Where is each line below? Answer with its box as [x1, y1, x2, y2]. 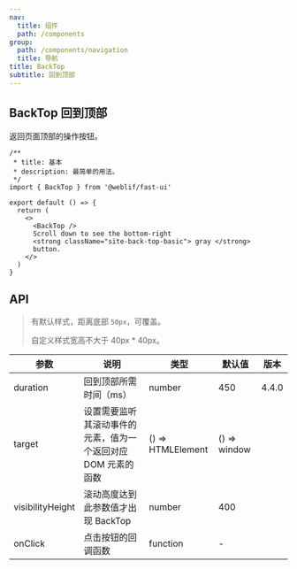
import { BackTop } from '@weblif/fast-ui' [9, 182, 172, 191]
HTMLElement [148, 443, 209, 456]
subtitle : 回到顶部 [9, 71, 76, 80]
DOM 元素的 [83, 458, 134, 471]
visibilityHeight [13, 501, 75, 513]
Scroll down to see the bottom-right [32, 229, 172, 238]
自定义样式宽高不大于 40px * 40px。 [30, 335, 165, 346]
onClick [13, 537, 46, 550]
